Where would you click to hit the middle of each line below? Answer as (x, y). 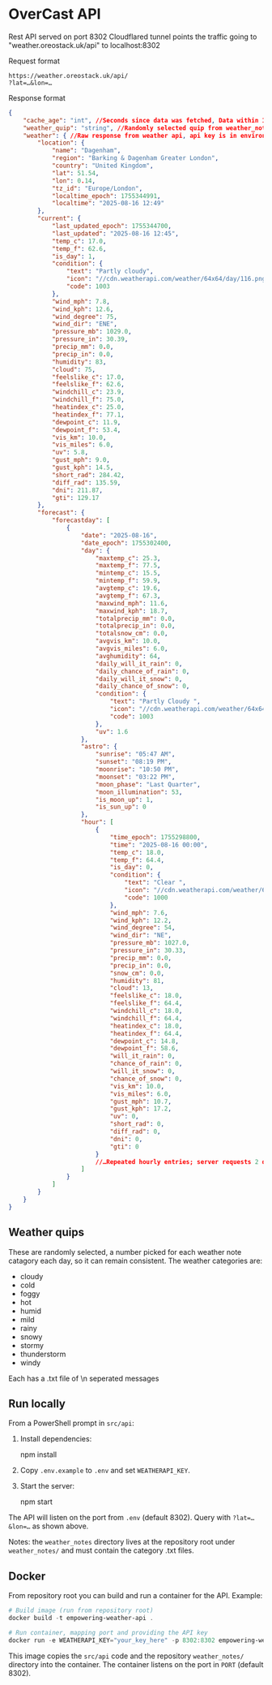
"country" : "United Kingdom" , (102, 166)
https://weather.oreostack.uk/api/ (68, 75)
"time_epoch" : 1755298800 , (155, 837)
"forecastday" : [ (81, 520)
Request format (34, 61)
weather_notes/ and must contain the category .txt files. (101, 1550)
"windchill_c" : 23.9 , (88, 392)
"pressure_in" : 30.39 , (90, 339)
